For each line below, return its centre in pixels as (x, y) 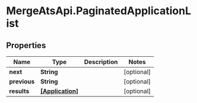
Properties (26, 45)
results (19, 91)
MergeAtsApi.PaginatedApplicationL (99, 11)
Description (101, 62)
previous (22, 81)
